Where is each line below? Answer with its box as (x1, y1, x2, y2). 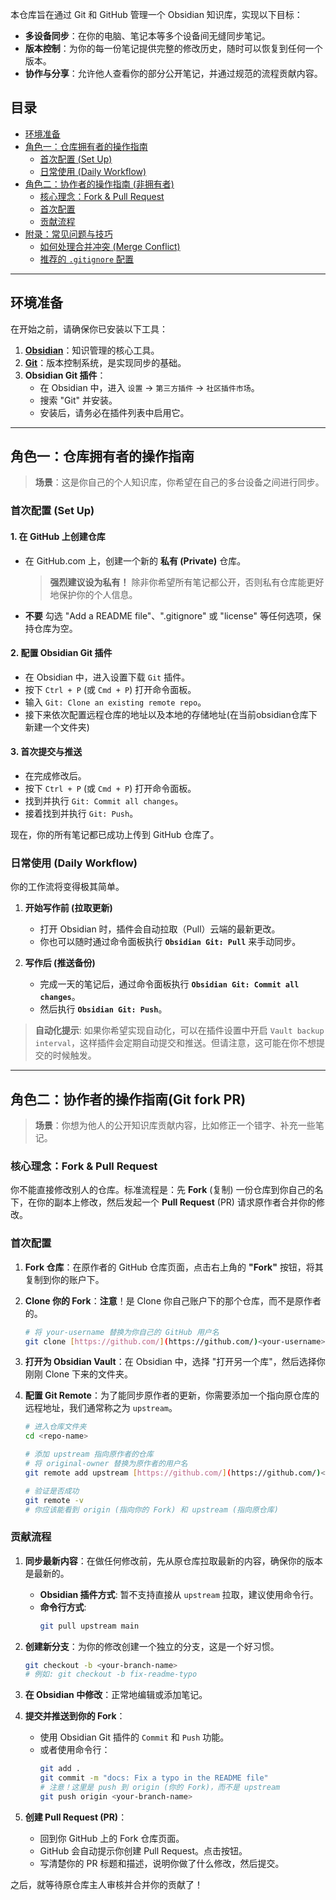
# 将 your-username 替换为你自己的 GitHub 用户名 (24, 1327, 220, 1337)
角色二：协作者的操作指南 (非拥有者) (24, 178, 175, 190)
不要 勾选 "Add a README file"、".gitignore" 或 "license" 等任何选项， (24, 609, 313, 622)
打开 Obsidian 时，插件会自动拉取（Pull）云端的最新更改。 (39, 923, 281, 935)
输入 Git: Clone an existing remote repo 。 (24, 696, 207, 708)
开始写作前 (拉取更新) (24, 902, 113, 914)
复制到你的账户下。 (24, 1273, 105, 1285)
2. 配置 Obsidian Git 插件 (10, 647, 113, 659)
